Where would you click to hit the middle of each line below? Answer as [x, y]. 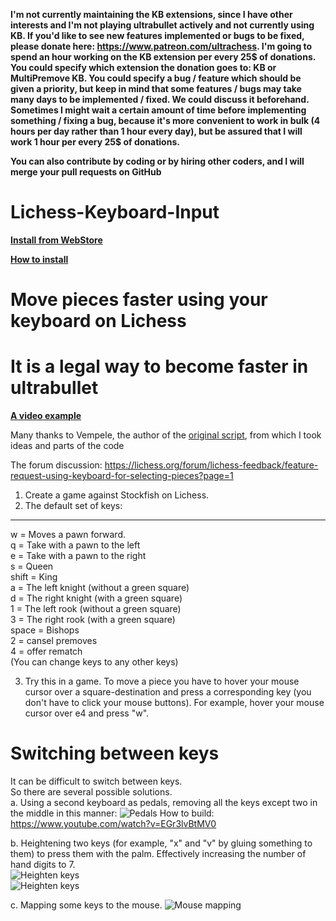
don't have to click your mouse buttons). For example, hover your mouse [174, 703]
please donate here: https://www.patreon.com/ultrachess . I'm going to [161, 46]
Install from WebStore [56, 240]
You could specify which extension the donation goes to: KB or [143, 67]
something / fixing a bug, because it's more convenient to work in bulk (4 [165, 120]
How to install [39, 259]
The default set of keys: [73, 506]
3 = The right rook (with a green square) [93, 620]
